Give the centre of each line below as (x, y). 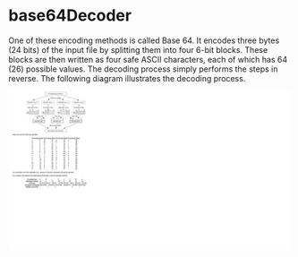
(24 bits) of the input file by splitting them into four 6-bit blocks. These (138, 49)
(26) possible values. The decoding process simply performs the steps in (143, 69)
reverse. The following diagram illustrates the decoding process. (127, 78)
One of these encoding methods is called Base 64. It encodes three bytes (144, 40)
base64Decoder (70, 16)
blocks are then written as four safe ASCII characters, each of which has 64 (148, 59)
